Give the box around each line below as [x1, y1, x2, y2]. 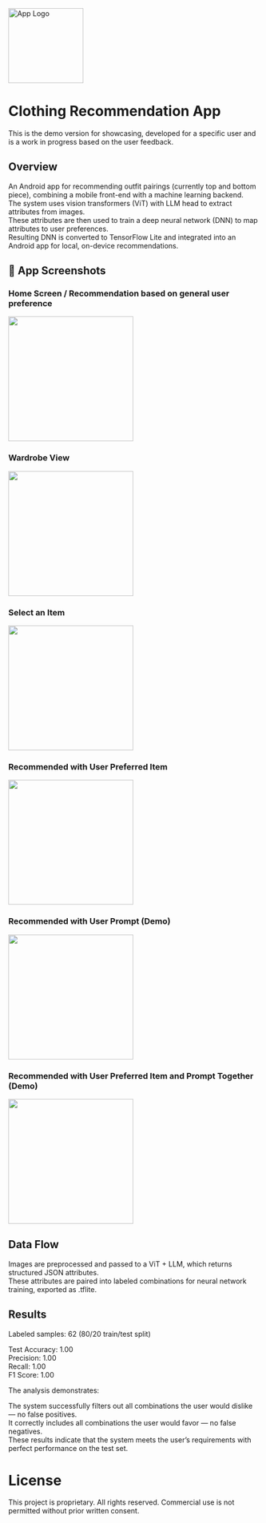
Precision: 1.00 [8, 1353, 57, 1362]
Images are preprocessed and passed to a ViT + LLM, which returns [8, 1259, 232, 1269]
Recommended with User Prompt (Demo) [8, 916, 171, 927]
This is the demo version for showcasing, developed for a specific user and [8, 128, 256, 138]
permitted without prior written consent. [8, 1506, 140, 1516]
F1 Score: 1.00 [8, 1370, 54, 1379]
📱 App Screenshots [8, 264, 106, 278]
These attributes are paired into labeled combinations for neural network [8, 1276, 247, 1286]
